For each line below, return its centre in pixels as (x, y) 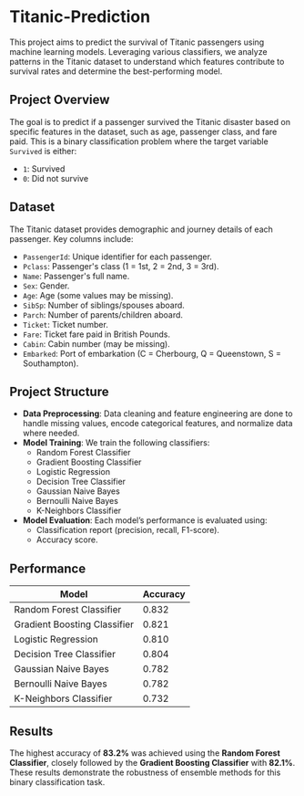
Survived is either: (43, 151)
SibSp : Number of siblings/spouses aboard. (103, 305)
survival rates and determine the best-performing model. (116, 71)
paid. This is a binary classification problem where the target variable (139, 141)
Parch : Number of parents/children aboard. (103, 314)
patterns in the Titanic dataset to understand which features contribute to (147, 61)
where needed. (51, 433)
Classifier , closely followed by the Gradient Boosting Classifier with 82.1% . (152, 763)
